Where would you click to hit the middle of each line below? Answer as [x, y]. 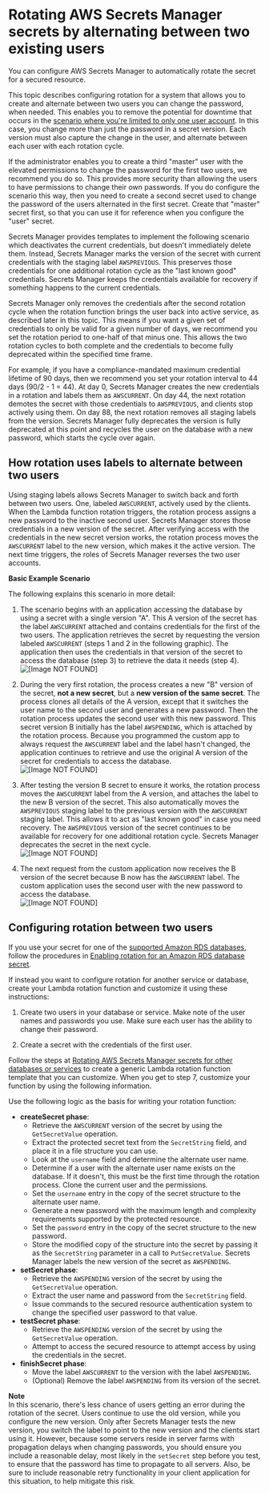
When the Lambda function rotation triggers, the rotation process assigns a [132, 512]
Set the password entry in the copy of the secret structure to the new [144, 1227]
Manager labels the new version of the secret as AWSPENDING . [131, 1261]
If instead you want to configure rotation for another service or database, [129, 979]
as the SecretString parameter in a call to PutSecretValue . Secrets [141, 1253]
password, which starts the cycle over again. [82, 437]
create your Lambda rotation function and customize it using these [118, 988]
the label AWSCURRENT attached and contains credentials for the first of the [140, 626]
